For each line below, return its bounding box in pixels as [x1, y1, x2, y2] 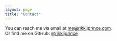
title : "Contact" [5, 12, 41, 17]
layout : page [5, 7, 32, 12]
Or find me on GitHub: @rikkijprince [5, 30, 78, 36]
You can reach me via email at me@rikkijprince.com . [5, 25, 113, 31]
